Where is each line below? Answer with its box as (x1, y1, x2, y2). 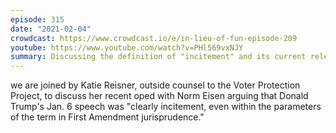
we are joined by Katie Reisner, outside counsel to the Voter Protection (10, 79, 301, 91)
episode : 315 (10, 14, 65, 25)
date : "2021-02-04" (10, 24, 92, 34)
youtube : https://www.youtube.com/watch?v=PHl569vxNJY (10, 42, 244, 53)
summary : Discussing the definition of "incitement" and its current (10, 52, 307, 62)
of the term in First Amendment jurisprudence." (10, 111, 205, 123)
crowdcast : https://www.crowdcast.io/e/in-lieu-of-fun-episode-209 (10, 33, 298, 43)
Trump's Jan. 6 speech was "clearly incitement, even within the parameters (10, 101, 322, 113)
